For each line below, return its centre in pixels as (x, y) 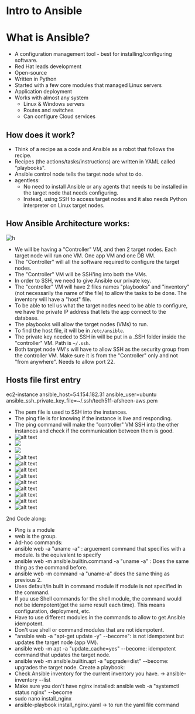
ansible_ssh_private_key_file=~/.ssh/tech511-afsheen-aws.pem (82, 400)
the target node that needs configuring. (71, 193)
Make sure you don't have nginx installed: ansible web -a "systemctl (97, 686)
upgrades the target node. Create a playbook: (69, 667)
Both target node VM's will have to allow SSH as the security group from (102, 349)
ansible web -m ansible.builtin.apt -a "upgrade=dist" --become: (91, 661)
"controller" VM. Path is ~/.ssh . (52, 343)
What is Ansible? (48, 38)
